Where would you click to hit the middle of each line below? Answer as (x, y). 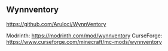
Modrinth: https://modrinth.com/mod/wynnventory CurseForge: (84, 36)
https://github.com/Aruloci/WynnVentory (56, 24)
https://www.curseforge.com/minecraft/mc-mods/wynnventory (84, 42)
